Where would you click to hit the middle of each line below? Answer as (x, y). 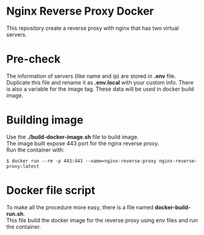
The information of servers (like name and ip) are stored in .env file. (91, 76)
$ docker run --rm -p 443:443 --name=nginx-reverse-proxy (81, 161)
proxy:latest (23, 166)
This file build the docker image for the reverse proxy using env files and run (102, 220)
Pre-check (33, 59)
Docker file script (51, 191)
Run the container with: (36, 150)
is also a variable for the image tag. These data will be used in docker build (100, 89)
